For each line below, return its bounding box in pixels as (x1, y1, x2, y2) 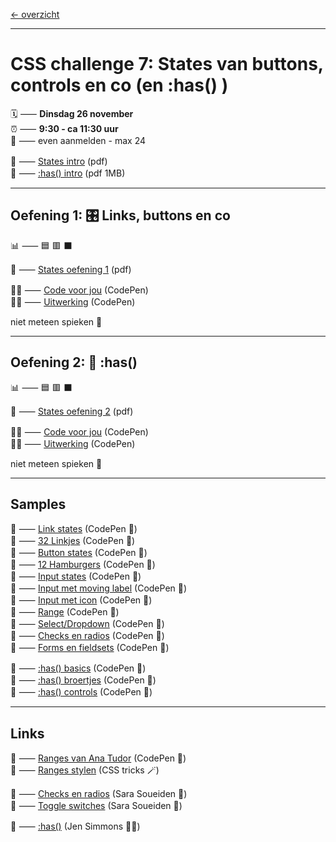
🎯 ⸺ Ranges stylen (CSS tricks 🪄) (10, 764, 160, 776)
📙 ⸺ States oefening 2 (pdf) (10, 405, 134, 417)
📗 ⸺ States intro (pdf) (10, 155, 108, 167)
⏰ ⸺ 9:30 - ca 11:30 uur (10, 122, 119, 134)
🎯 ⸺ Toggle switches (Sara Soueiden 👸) (10, 800, 183, 812)
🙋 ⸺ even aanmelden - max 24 (10, 134, 146, 146)
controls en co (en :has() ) (10, 74, 229, 97)
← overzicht (10, 9, 60, 20)
